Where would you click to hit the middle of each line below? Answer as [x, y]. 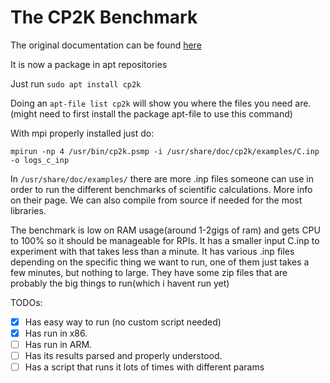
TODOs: [26, 302]
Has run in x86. [56, 333]
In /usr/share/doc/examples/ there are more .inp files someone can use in [162, 178]
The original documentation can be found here [106, 45]
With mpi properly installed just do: [82, 133]
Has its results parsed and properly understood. [123, 356]
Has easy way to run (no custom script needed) [123, 322]
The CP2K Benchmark [104, 17]
